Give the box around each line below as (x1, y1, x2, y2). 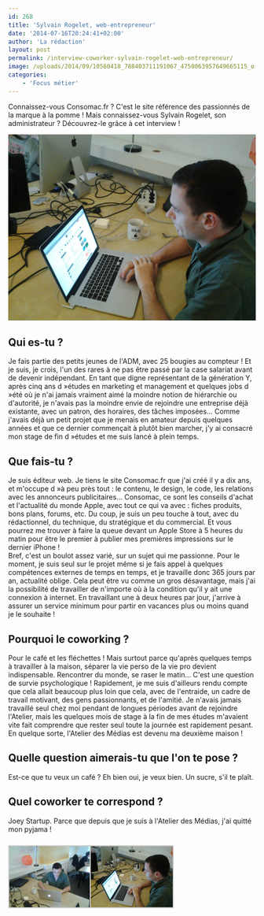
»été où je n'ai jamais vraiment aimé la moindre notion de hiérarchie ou (8, 390, 237, 399)
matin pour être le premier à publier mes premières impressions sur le (8, 534, 234, 543)
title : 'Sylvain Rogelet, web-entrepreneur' (8, 20, 156, 29)
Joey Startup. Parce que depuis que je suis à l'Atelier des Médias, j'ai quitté (8, 816, 252, 825)
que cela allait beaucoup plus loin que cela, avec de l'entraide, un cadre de (8, 687, 251, 696)
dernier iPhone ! (8, 543, 60, 552)
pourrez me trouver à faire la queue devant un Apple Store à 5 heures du (8, 526, 244, 536)
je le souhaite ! (8, 610, 56, 619)
